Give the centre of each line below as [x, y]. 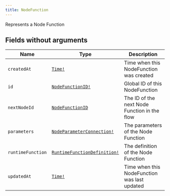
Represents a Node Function [35, 24]
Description [143, 55]
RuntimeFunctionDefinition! [85, 153]
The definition [140, 146]
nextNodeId [21, 108]
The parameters [143, 125]
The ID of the [139, 98]
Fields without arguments [46, 40]
